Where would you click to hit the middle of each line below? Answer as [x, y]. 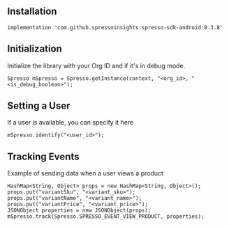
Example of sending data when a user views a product [86, 173]
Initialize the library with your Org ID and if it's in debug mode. [96, 65]
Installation [32, 11]
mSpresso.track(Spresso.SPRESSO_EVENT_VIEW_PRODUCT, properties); [106, 217]
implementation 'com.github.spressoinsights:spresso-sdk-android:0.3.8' [115, 27]
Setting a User [39, 106]
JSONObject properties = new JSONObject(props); [79, 211]
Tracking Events [43, 156]
